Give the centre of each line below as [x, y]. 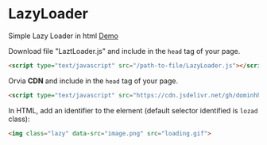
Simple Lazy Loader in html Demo [64, 36]
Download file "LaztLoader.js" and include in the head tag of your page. [124, 51]
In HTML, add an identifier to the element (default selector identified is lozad [133, 110]
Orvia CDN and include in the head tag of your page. [93, 81]
